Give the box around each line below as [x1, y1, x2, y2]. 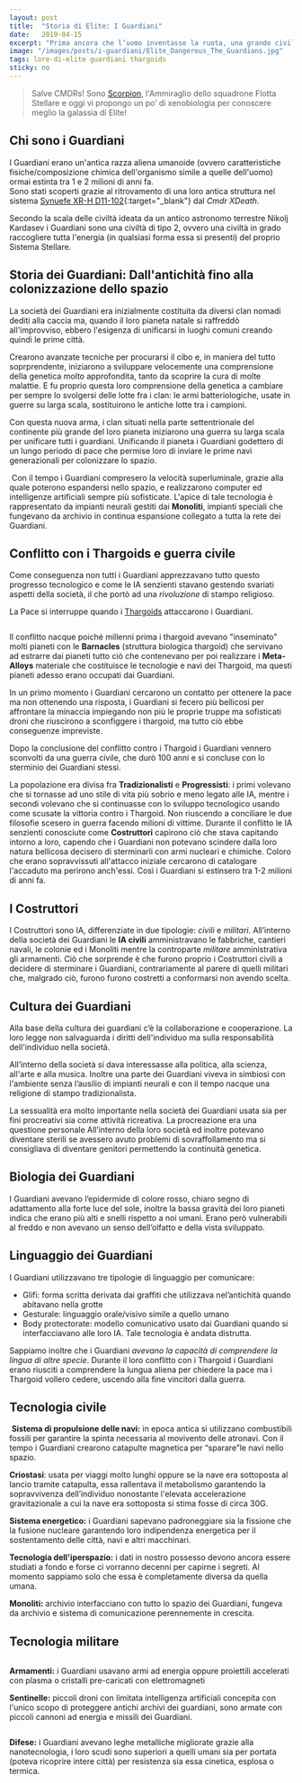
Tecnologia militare [9, 1634, 120, 1649]
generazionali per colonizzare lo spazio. [9, 455, 157, 466]
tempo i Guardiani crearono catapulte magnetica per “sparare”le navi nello [9, 1442, 285, 1453]
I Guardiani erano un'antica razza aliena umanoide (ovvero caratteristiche [9, 156, 281, 167]
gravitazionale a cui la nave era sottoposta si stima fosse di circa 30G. [9, 1498, 269, 1509]
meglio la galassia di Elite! [31, 107, 128, 118]
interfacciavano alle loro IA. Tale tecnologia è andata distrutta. [22, 1327, 252, 1338]
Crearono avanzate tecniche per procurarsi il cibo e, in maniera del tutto [9, 352, 276, 362]
